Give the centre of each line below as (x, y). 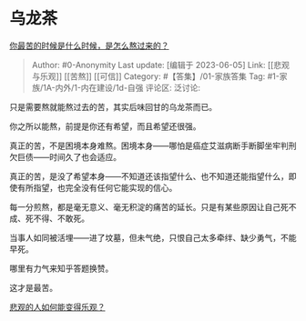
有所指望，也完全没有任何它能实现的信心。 (97, 187)
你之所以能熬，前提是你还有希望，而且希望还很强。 (105, 126)
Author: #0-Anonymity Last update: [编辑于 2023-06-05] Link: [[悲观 (160, 65)
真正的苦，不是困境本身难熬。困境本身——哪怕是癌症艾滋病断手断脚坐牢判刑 (153, 145)
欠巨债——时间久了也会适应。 (65, 156)
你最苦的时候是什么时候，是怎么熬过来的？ (89, 45)
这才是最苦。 (33, 287)
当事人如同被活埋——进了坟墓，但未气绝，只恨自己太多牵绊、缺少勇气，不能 (153, 237)
